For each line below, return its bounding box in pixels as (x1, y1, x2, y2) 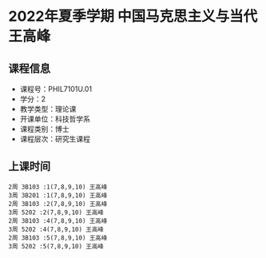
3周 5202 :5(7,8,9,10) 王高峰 (8, 242, 104, 250)
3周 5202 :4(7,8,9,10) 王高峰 (8, 225, 104, 233)
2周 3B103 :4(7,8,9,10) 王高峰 (8, 216, 108, 224)
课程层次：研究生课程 (19, 134, 90, 144)
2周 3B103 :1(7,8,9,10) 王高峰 (8, 183, 108, 191)
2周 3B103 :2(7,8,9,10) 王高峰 (8, 200, 108, 208)
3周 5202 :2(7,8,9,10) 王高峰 (8, 208, 104, 216)
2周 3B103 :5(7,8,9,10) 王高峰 (8, 233, 108, 242)
